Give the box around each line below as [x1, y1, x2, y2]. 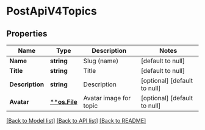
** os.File [49, 98, 77, 106]
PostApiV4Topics [6, 4, 98, 18]
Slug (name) [83, 56, 119, 65]
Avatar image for [83, 94, 131, 102]
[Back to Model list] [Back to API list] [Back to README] [6, 117, 146, 124]
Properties [6, 29, 48, 39]
